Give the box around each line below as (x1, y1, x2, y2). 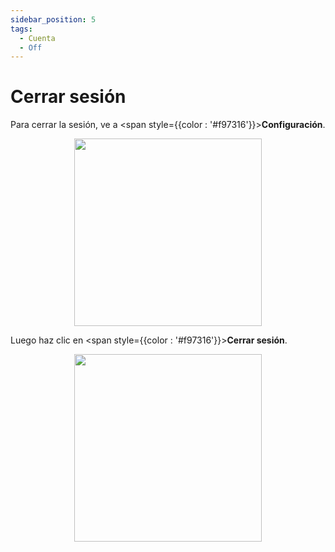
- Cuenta (19, 33, 56, 43)
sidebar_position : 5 (10, 14, 97, 25)
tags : (10, 24, 33, 34)
